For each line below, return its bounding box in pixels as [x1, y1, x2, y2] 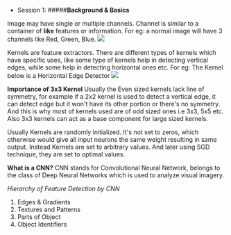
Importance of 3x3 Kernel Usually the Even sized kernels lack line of [7, 85, 205, 93]
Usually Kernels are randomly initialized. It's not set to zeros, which [7, 128, 199, 136]
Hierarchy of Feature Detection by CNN [7, 184, 120, 193]
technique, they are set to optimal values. [7, 150, 126, 159]
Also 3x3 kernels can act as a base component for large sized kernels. [7, 115, 208, 122]
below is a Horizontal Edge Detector [7, 72, 110, 79]
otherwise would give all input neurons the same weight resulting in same [7, 136, 217, 143]
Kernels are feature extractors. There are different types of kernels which [7, 49, 216, 56]
